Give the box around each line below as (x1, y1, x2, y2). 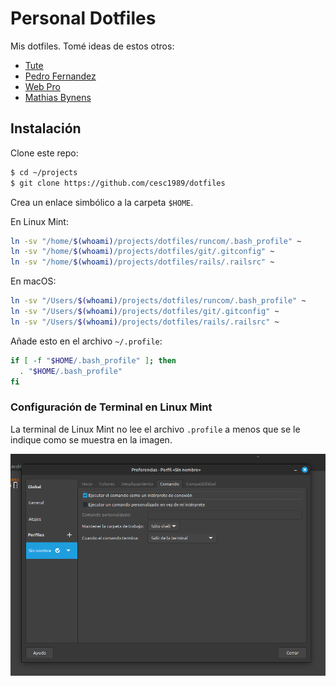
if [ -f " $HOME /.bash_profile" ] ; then (10, 355, 177, 366)
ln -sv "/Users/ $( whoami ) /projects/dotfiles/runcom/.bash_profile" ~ (10, 296, 307, 306)
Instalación (10, 120, 82, 137)
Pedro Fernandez (24, 70, 97, 82)
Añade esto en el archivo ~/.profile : (10, 335, 163, 347)
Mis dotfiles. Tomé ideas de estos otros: (10, 40, 175, 52)
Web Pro (24, 80, 61, 92)
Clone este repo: (10, 147, 79, 159)
